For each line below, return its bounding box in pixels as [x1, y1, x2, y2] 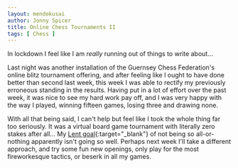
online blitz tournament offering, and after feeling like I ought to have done [7, 71, 225, 79]
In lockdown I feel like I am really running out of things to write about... [7, 50, 213, 58]
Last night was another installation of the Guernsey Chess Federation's [7, 63, 215, 72]
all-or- [195, 130, 215, 138]
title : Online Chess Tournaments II [7, 23, 116, 30]
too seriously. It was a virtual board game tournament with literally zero [7, 122, 215, 131]
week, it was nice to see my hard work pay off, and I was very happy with [7, 94, 222, 102]
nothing [7, 138, 30, 146]
